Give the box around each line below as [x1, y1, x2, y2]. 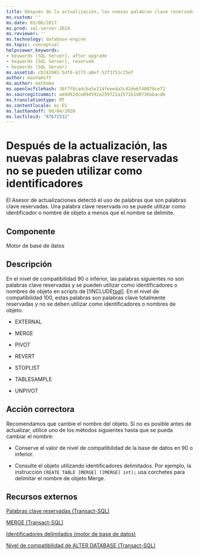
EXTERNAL [14, 318, 42, 325]
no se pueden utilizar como [6, 164, 143, 178]
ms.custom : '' [6, 14, 41, 20]
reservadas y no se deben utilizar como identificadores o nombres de [6, 300, 176, 307]
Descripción [6, 259, 52, 269]
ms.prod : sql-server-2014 [6, 25, 70, 31]
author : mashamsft [6, 75, 52, 81]
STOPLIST [14, 364, 40, 371]
